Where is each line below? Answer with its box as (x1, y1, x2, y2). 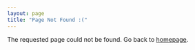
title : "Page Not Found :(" (7, 16, 88, 23)
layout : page (7, 10, 45, 17)
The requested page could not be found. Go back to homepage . (7, 35, 189, 43)
